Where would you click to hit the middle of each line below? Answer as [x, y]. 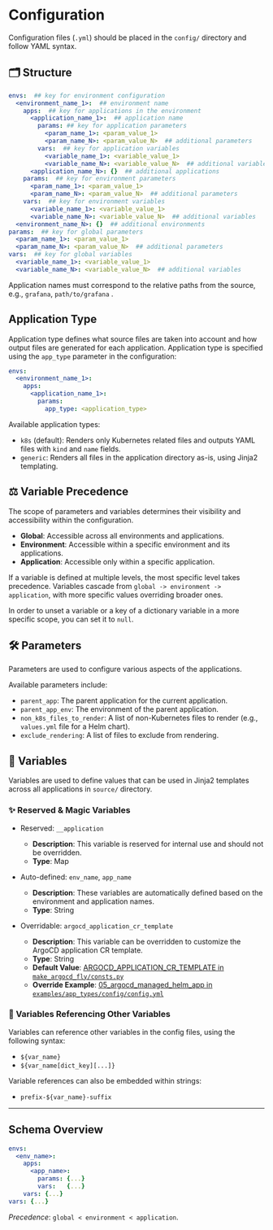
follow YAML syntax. [43, 46]
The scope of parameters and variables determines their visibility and [125, 511]
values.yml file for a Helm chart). [75, 726]
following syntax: [37, 1040]
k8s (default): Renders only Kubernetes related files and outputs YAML [138, 440]
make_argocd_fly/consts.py [78, 977]
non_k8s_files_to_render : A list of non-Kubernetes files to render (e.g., [139, 718]
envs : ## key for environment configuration [87, 95]
